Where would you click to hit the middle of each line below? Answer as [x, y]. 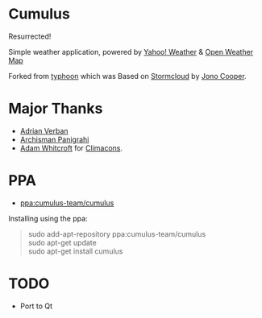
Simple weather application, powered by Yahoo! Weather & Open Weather [131, 52]
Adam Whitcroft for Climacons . [71, 148]
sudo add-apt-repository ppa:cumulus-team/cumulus [117, 233]
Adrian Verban [44, 130]
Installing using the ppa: [48, 218]
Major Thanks [56, 109]
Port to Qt [36, 306]
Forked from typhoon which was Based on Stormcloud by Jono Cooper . [128, 76]
